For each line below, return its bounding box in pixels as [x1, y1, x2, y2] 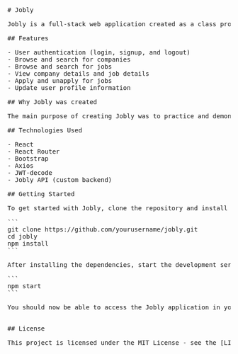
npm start [7, 282, 41, 290]
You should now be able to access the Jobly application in [7, 304, 221, 311]
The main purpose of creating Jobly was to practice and [7, 113, 210, 120]
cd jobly [7, 233, 38, 240]
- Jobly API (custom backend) [7, 176, 113, 183]
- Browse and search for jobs [7, 63, 113, 70]
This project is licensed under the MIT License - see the [7, 339, 217, 346]
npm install [7, 240, 49, 247]
